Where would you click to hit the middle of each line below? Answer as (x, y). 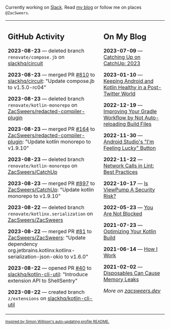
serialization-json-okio (35, 256)
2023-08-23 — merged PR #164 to (51, 129)
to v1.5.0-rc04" (27, 87)
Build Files (139, 124)
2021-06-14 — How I (131, 249)
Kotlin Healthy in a (125, 87)
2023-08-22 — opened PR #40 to (50, 268)
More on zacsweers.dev (132, 291)
